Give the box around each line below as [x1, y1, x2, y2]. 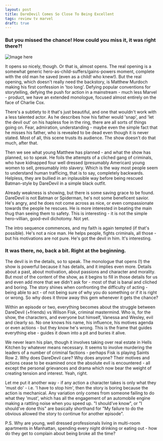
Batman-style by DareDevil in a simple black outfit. [5, 180, 107, 186]
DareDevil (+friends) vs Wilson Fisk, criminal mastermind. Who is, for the [5, 309, 151, 315]
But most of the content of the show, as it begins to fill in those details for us [5, 274, 158, 280]
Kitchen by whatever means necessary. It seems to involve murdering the [5, 344, 152, 350]
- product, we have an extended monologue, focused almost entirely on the [5, 94, 157, 100]
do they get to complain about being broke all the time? [5, 430, 116, 436]
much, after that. [5, 140, 38, 146]
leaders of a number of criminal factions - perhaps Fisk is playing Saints [5, 350, 149, 355]
